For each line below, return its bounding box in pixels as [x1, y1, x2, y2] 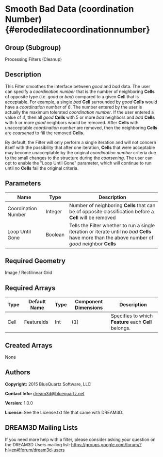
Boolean [46, 231, 65, 238]
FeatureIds [24, 319, 49, 326]
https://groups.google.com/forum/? [71, 441, 142, 447]
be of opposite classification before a [69, 208, 154, 215]
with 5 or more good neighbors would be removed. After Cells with [5, 119, 139, 125]
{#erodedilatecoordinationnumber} [5, 24, 150, 35]
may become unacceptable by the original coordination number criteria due [5, 149, 156, 155]
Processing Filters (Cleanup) [5, 56, 62, 62]
